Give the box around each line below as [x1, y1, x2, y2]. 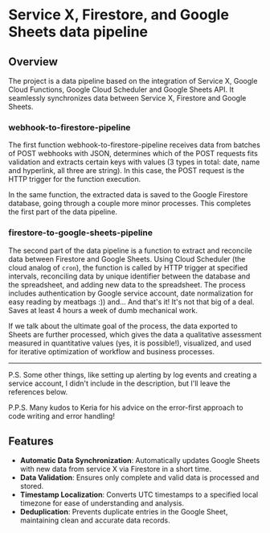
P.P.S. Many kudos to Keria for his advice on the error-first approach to [8, 403, 243, 412]
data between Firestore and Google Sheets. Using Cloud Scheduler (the [8, 254, 246, 263]
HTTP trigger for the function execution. [8, 175, 141, 184]
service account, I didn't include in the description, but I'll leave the [8, 378, 231, 388]
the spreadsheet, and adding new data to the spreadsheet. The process [8, 279, 246, 289]
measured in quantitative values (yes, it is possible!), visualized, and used [8, 338, 252, 348]
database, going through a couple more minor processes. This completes [8, 199, 252, 209]
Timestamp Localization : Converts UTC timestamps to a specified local [19, 490, 259, 500]
